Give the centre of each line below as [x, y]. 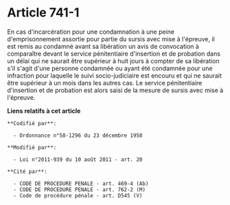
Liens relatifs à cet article [44, 111]
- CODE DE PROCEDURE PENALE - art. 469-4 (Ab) [81, 184]
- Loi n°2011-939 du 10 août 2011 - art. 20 [78, 160]
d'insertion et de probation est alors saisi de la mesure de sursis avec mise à [115, 90]
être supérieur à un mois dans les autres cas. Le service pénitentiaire [105, 83]
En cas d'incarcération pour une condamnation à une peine [91, 32]
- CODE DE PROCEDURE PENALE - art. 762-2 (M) [80, 190]
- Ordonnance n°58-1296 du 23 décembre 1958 [78, 136]
